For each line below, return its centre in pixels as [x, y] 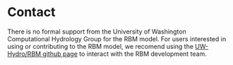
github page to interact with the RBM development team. [124, 54]
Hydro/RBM [24, 54]
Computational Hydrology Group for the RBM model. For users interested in [117, 38]
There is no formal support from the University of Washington [97, 31]
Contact [31, 12]
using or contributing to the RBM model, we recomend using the [101, 46]
